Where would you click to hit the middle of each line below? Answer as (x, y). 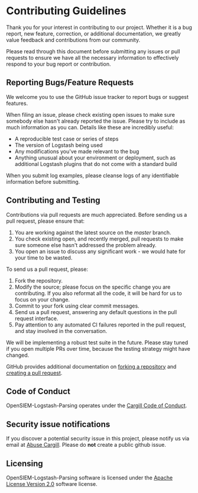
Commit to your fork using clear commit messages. (77, 306)
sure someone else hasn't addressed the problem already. (85, 245)
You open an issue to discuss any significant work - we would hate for (100, 251)
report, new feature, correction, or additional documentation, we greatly (94, 33)
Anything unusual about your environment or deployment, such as (95, 158)
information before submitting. (43, 181)
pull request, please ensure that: (45, 221)
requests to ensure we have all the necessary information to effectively (92, 57)
